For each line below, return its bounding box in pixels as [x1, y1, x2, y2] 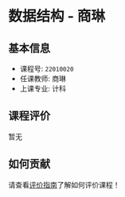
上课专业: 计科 [19, 84, 66, 93]
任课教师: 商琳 [19, 74, 66, 83]
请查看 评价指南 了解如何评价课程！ [8, 180, 120, 189]
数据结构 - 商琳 [8, 7, 106, 25]
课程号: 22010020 [19, 64, 74, 73]
